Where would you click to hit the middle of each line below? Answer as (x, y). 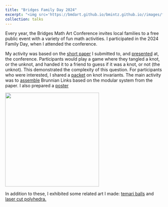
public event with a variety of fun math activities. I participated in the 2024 (82, 39)
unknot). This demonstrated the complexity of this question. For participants (84, 70)
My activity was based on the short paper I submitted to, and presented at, (82, 54)
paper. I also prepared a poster (37, 86)
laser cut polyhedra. (26, 199)
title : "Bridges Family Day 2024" (41, 10)
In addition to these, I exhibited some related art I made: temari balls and (79, 194)
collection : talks (24, 19)
